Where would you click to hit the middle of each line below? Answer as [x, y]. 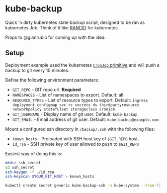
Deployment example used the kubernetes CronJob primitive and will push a [83, 65]
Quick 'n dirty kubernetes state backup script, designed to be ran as [75, 22]
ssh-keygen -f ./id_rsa [30, 172]
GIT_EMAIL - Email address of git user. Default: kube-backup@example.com [85, 119]
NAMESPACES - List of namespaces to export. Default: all [68, 95]
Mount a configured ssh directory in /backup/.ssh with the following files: [80, 129]
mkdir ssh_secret [23, 163]
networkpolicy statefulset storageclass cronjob [64, 109]
